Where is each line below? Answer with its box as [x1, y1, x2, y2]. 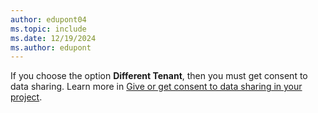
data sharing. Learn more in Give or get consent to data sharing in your [10, 81, 303, 93]
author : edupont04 [10, 14, 87, 25]
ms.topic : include [10, 24, 87, 34]
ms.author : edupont [10, 42, 92, 53]
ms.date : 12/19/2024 [10, 33, 97, 43]
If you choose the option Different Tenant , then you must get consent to [10, 70, 308, 82]
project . [10, 91, 43, 103]
